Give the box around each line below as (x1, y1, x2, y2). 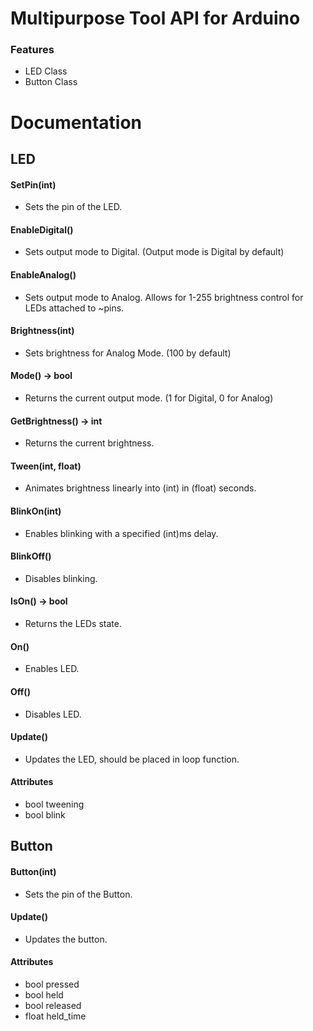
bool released (24, 999, 82, 1011)
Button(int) (10, 865, 57, 877)
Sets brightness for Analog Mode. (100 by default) (24, 347, 232, 359)
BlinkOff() (10, 550, 52, 562)
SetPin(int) (10, 178, 57, 191)
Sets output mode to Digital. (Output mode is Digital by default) (24, 246, 285, 258)
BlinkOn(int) (10, 505, 62, 517)
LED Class (24, 65, 68, 77)
